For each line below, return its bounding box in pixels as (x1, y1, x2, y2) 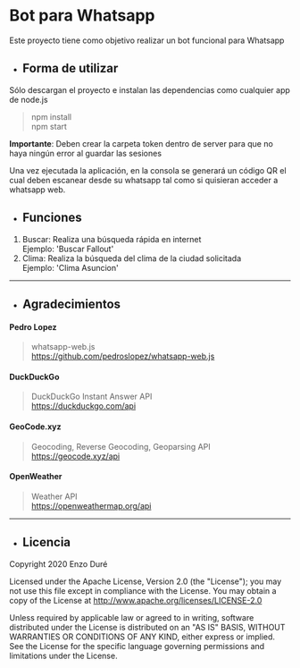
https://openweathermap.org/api (30, 500, 152, 511)
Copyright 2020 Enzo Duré (9, 558, 108, 569)
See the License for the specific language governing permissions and (9, 640, 265, 651)
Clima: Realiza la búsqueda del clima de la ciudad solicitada (21, 252, 242, 264)
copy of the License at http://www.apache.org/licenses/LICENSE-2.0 (9, 595, 262, 605)
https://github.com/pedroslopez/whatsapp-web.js (30, 351, 215, 362)
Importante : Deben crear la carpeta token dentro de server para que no (9, 138, 274, 148)
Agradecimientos (21, 296, 121, 311)
